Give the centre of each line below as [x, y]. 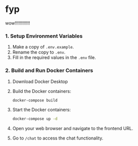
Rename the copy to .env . [39, 52]
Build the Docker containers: [42, 91]
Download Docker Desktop [40, 81]
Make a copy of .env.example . [43, 47]
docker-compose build [35, 100]
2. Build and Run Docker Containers [49, 70]
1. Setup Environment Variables [44, 36]
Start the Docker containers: [41, 110]
